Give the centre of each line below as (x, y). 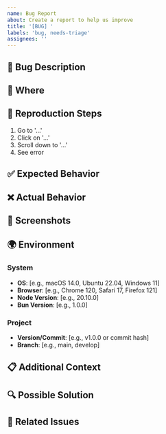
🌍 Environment (41, 245)
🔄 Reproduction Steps (55, 114)
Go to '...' (29, 130)
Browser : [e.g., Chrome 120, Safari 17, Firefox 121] (87, 290)
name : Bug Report (32, 13)
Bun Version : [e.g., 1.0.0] (52, 305)
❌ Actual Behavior (47, 197)
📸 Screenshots (39, 220)
